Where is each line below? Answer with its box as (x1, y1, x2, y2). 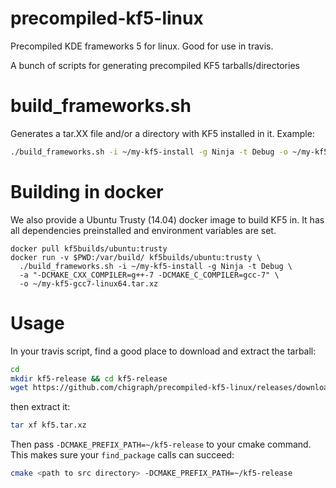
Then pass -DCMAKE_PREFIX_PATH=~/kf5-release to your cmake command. (10, 438, 312, 451)
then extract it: (10, 401, 71, 413)
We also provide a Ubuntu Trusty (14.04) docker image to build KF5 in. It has (10, 213, 325, 226)
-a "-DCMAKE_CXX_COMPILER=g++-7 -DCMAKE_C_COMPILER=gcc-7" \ (19, 270, 280, 280)
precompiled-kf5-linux (10, 7, 204, 30)
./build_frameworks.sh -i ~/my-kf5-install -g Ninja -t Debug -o (10, 147, 288, 157)
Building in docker (10, 180, 164, 203)
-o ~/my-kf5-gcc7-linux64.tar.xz (19, 278, 159, 289)
